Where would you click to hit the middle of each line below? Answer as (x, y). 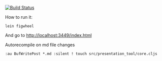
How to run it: (19, 17)
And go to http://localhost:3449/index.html (49, 35)
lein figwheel (20, 26)
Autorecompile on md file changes (40, 45)
